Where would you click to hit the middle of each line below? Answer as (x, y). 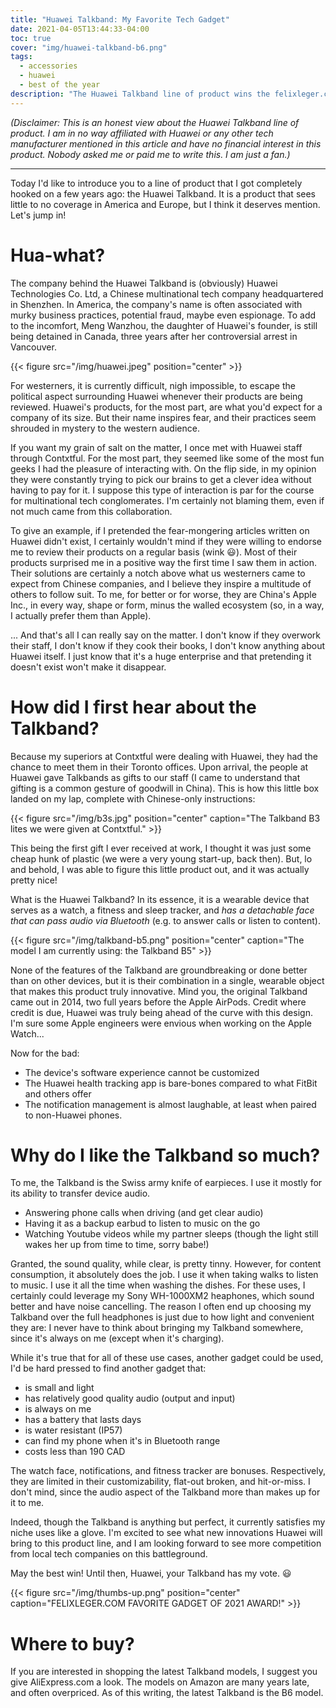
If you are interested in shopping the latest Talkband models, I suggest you (164, 1672)
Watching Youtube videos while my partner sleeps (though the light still (171, 1234)
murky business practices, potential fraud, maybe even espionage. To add (163, 315)
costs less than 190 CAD (75, 1452)
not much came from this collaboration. (91, 511)
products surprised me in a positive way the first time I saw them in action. (164, 562)
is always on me (58, 1409)
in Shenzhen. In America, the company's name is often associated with (156, 304)
